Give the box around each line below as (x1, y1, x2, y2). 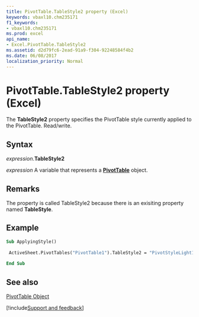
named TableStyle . (6, 206, 53, 213)
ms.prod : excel (6, 31, 44, 37)
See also (6, 277, 38, 287)
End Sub (6, 261, 25, 267)
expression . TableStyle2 (6, 155, 65, 162)
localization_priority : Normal (6, 58, 84, 64)
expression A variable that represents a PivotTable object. (6, 166, 148, 174)
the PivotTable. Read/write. (6, 122, 72, 129)
